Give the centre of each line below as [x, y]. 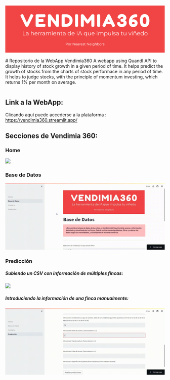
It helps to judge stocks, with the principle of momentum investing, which [81, 77]
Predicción [19, 261]
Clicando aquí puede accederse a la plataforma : [56, 115]
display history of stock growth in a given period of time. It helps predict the [84, 66]
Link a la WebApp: [34, 102]
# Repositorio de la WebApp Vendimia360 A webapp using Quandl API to [81, 61]
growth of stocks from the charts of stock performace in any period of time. [84, 71]
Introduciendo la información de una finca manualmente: [67, 298]
